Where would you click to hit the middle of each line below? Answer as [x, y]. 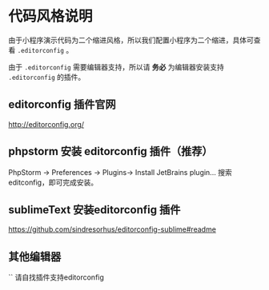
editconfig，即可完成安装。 [53, 182]
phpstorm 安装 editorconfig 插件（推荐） [111, 151]
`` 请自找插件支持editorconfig [56, 277]
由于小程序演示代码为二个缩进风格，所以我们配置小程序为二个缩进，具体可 [131, 40]
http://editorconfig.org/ [46, 124]
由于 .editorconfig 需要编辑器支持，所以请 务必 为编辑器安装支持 [116, 67]
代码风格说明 [51, 16]
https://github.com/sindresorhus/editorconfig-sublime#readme [112, 229]
